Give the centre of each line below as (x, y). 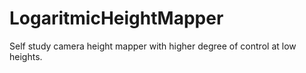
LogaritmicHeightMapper (116, 18)
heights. (26, 56)
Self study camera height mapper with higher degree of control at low (153, 46)
